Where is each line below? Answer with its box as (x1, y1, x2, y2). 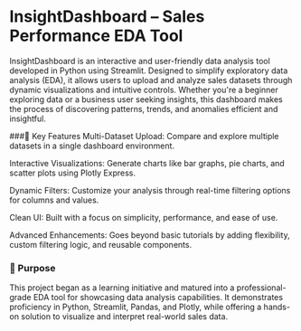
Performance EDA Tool (9, 25, 183, 46)
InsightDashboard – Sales (9, 6, 205, 27)
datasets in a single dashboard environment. (9, 140, 174, 151)
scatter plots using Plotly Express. (9, 167, 136, 178)
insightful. (9, 113, 47, 124)
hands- (263, 301, 291, 313)
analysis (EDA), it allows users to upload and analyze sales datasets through (9, 74, 293, 85)
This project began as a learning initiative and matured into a (9, 282, 235, 293)
